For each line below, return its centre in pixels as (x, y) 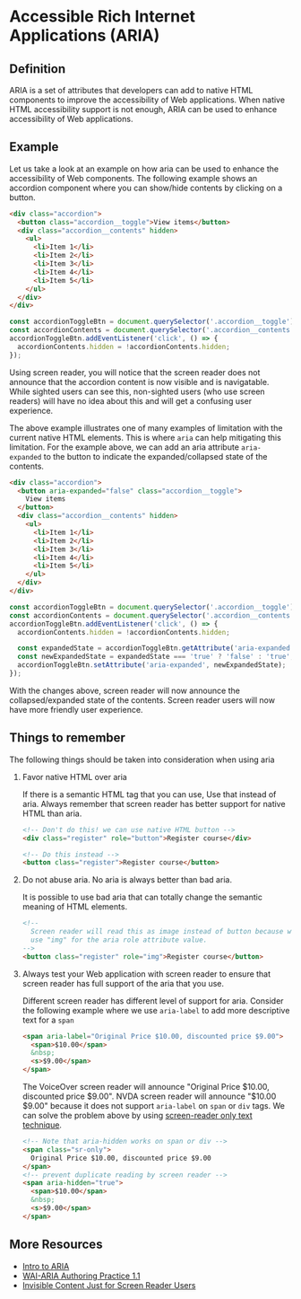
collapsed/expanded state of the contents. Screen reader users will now (142, 700)
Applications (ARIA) (85, 35)
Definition (37, 69)
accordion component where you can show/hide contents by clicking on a (146, 188)
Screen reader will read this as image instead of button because (157, 932)
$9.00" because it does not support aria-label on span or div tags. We (153, 1106)
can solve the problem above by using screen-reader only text (137, 1115)
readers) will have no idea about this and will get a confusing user (131, 400)
